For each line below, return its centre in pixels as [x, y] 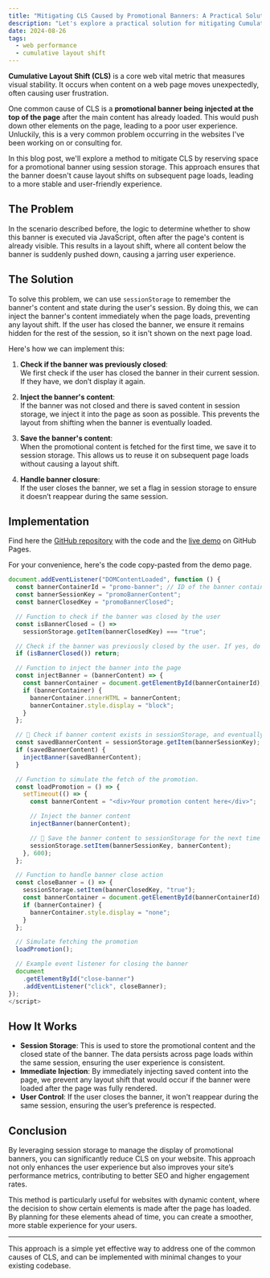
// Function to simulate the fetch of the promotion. [107, 779]
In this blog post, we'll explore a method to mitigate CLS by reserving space [133, 158]
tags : [17, 38]
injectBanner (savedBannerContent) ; [82, 757]
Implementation [49, 522]
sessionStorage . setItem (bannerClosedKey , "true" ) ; [109, 890]
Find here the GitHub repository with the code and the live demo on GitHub [133, 541]
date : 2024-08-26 [37, 31]
